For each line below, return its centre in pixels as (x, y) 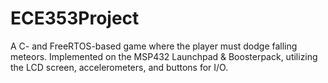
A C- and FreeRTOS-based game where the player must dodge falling (154, 46)
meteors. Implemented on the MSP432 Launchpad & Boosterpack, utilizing (164, 56)
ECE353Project (75, 18)
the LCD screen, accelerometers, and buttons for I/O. (119, 67)
